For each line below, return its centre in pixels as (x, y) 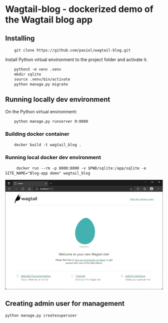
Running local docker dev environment (53, 157)
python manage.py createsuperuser (41, 316)
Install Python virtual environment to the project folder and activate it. (76, 59)
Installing (20, 38)
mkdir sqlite (28, 74)
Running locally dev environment (58, 100)
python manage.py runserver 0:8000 (51, 121)
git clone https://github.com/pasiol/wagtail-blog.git (72, 50)
